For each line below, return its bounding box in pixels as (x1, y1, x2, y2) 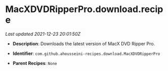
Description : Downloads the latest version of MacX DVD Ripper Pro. (12, 40, 155, 46)
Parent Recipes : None (12, 60, 57, 66)
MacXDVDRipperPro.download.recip (5, 4, 163, 15)
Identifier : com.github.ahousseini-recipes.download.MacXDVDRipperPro (12, 50, 160, 56)
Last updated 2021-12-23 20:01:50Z (5, 31, 81, 37)
